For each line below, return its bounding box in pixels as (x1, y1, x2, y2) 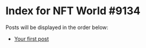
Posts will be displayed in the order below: (5, 24, 109, 31)
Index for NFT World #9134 (5, 4, 141, 18)
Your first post (14, 35, 49, 42)
